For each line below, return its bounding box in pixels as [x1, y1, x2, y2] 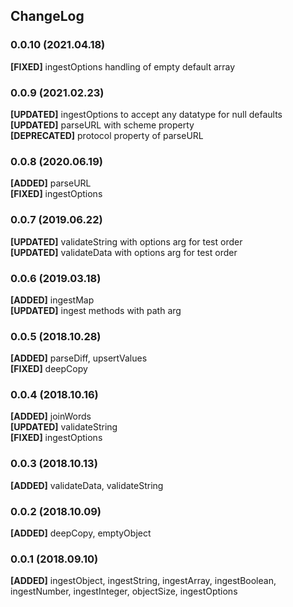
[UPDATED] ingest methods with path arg [10, 304, 182, 316]
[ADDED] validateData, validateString [10, 479, 164, 491]
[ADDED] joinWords [10, 410, 92, 423]
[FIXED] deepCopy [10, 363, 88, 375]
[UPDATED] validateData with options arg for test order [10, 246, 238, 258]
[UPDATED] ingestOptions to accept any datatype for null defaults [10, 108, 283, 120]
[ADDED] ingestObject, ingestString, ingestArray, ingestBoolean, [10, 575, 277, 587]
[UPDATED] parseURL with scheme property [10, 119, 195, 131]
